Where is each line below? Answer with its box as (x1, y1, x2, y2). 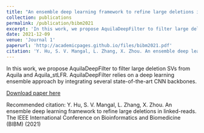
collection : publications (6, 15, 72, 21)
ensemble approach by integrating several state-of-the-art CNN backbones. (6, 77, 197, 85)
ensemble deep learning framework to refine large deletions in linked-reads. (6, 107, 197, 115)
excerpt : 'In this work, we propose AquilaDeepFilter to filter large (6, 25, 189, 32)
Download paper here (6, 89, 61, 97)
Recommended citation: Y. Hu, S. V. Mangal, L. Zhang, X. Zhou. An (6, 101, 172, 108)
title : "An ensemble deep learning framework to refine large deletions (6, 8, 194, 15)
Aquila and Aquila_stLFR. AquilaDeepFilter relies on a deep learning (6, 71, 175, 79)
